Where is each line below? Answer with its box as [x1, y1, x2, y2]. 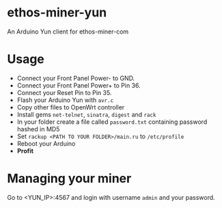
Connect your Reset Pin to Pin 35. [16, 88, 112, 96]
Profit [16, 146, 34, 155]
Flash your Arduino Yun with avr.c [16, 96, 114, 104]
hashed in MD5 [16, 125, 60, 133]
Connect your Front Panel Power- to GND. [16, 74, 135, 82]
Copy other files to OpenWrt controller [16, 103, 125, 111]
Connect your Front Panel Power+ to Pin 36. [16, 81, 141, 90]
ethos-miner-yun [7, 5, 107, 21]
